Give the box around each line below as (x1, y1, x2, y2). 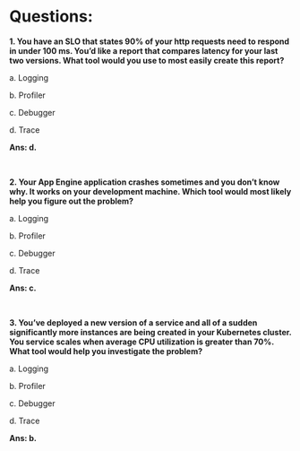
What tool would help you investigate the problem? (9, 345, 203, 356)
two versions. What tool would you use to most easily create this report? (9, 55, 285, 65)
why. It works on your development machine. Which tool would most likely (9, 186, 292, 196)
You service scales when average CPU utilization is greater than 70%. (9, 336, 275, 347)
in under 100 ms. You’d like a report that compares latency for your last (9, 45, 279, 56)
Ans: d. (9, 142, 38, 152)
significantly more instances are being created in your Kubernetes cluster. (9, 326, 292, 337)
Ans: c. (9, 282, 37, 293)
